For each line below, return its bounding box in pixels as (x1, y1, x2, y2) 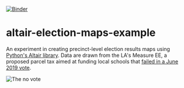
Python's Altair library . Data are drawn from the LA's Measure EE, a (6, 52, 168, 59)
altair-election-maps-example (6, 26, 156, 39)
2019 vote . (6, 64, 32, 71)
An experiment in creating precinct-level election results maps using (6, 45, 171, 52)
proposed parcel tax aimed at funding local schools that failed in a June (6, 57, 179, 65)
